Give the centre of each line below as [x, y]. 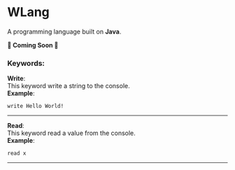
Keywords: [26, 63]
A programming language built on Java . [64, 31]
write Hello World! [36, 106]
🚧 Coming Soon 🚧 [33, 45]
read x [17, 154]
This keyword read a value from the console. [72, 133]
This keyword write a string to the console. [69, 86]
